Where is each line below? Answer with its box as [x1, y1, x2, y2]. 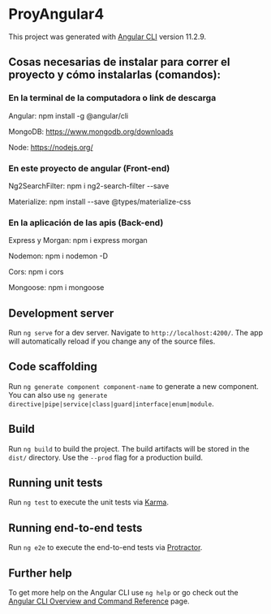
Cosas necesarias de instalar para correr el [8, 55, 230, 69]
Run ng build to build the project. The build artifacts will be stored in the [8, 443, 250, 453]
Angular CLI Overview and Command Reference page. [8, 596, 190, 606]
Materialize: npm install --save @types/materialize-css [8, 197, 191, 206]
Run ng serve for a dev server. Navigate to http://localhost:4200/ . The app [8, 328, 264, 338]
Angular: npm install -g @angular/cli [8, 110, 128, 120]
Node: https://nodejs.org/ [8, 142, 93, 152]
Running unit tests [8, 476, 103, 490]
